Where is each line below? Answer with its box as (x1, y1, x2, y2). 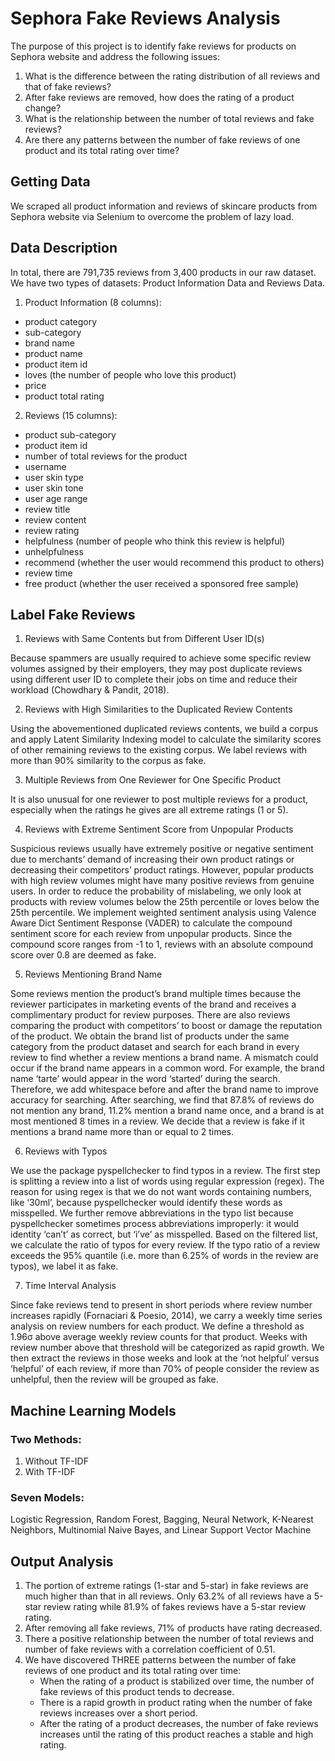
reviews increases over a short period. (39, 1707, 198, 1719)
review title (24, 503, 71, 515)
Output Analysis (10, 1553, 114, 1570)
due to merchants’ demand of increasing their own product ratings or (10, 853, 295, 866)
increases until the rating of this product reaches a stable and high (39, 1728, 314, 1741)
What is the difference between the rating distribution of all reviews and (24, 70, 320, 82)
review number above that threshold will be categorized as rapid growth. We (10, 1342, 325, 1354)
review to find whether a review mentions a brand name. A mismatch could (10, 1052, 319, 1064)
